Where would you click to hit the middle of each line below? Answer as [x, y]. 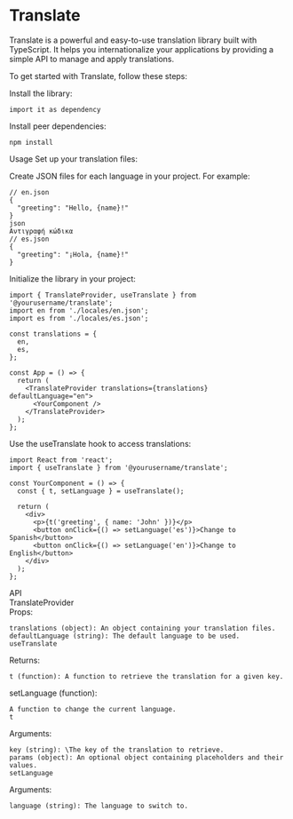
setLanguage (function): [53, 693]
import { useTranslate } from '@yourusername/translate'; [119, 467]
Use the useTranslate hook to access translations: [100, 443]
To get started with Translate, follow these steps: [99, 76]
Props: [21, 612]
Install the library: [41, 93]
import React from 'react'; [61, 460]
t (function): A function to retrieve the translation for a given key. [146, 676]
